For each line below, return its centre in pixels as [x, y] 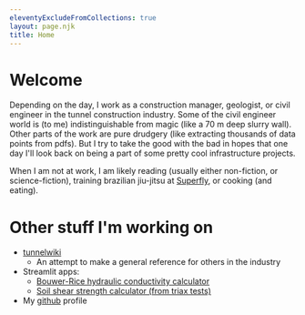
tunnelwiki [42, 252]
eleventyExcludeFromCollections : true [83, 18]
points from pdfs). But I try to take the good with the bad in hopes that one [149, 144]
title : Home [32, 35]
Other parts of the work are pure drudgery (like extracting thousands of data [152, 134]
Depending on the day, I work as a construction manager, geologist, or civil [150, 105]
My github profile [55, 300]
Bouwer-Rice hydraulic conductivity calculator [123, 281]
